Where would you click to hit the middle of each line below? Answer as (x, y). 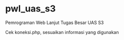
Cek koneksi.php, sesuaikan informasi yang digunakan (62, 32)
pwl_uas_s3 (30, 9)
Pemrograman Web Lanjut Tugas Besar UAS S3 (54, 22)
